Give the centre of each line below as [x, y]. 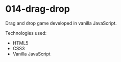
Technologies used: [26, 33]
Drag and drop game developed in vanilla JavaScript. [61, 23]
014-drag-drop [38, 9]
